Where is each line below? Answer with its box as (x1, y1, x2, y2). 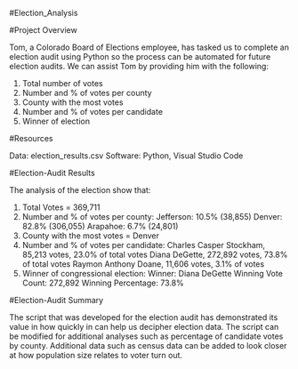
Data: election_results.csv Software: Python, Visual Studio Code (9, 150, 244, 161)
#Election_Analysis (9, 8, 78, 18)
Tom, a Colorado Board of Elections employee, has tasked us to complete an (9, 42, 290, 52)
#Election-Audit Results (9, 168, 95, 178)
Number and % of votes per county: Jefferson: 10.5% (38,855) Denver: (21, 212, 283, 221)
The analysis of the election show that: (9, 185, 151, 195)
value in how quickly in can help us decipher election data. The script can (9, 322, 279, 332)
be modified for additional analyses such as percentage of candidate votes (9, 331, 284, 341)
